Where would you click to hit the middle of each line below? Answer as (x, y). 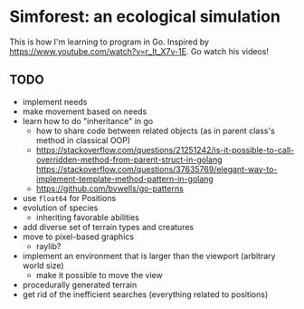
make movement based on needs (85, 111)
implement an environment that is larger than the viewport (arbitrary (149, 256)
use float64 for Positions (69, 198)
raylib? (48, 246)
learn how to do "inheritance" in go (88, 121)
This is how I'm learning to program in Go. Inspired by (109, 42)
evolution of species (60, 208)
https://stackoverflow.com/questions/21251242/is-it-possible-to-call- (165, 150)
